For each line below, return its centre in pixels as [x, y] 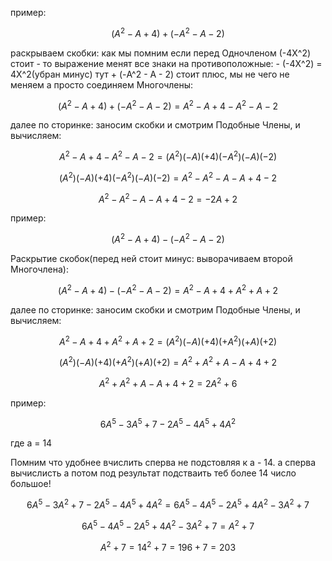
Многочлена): [39, 269]
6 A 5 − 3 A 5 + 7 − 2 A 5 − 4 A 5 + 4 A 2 [168, 423]
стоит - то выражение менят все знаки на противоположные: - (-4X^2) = [166, 63]
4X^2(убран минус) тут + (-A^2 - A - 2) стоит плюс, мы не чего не [150, 74]
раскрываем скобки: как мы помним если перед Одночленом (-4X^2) [161, 53]
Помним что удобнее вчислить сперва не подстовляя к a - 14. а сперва [163, 463]
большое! [31, 484]
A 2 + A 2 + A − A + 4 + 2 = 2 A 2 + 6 [168, 382]
